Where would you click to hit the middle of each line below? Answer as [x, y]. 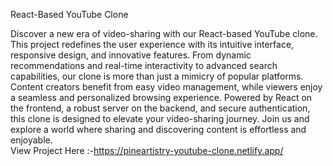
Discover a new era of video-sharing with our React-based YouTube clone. [164, 33]
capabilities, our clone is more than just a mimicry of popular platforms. [157, 76]
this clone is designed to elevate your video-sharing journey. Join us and [160, 118]
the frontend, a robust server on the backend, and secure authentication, [160, 108]
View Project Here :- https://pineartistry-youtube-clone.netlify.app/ [147, 150]
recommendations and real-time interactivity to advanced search [144, 65]
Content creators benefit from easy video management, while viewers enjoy [166, 87]
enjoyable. [31, 140]
